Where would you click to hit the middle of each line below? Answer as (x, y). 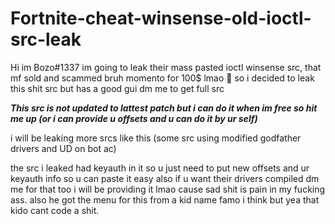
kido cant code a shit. (55, 210)
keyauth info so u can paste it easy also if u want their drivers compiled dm (165, 178)
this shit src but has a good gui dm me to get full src (117, 88)
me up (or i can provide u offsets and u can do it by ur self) (134, 118)
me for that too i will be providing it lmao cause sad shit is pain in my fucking (168, 189)
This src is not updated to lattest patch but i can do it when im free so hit (164, 108)
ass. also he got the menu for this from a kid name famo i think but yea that (165, 199)
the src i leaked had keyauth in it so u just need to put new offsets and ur (160, 168)
